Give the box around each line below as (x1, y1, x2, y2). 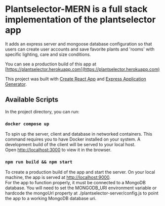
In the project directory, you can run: (5, 108, 80, 114)
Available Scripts (5, 96, 58, 104)
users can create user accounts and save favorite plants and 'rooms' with (5, 46, 155, 52)
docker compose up (5, 121, 49, 127)
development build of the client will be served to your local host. (5, 142, 136, 148)
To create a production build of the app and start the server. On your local (5, 169, 156, 175)
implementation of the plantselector (5, 14, 156, 25)
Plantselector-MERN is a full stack (5, 3, 148, 15)
